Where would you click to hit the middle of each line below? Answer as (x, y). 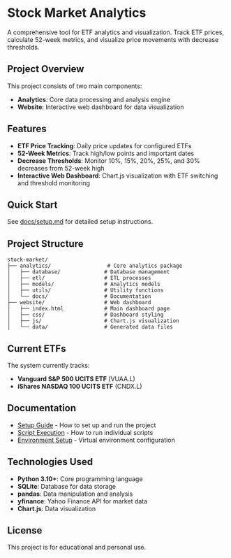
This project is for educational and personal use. (77, 548)
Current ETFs (37, 349)
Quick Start (32, 205)
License (25, 530)
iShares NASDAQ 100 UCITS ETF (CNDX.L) (80, 386)
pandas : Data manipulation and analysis (75, 494)
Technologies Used (50, 462)
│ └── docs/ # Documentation (79, 296)
